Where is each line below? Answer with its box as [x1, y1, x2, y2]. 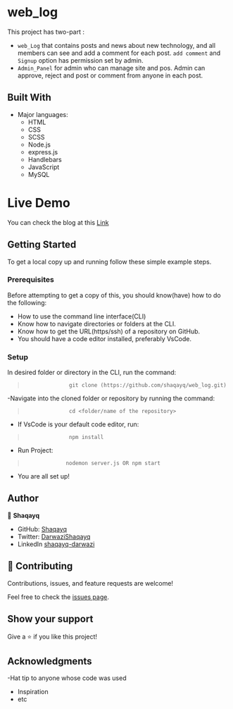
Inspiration [17, 688, 49, 696]
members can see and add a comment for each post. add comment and [17, 49, 220, 57]
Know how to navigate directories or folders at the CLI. [17, 319, 176, 328]
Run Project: [17, 446, 53, 455]
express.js [27, 147, 58, 156]
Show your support [7, 613, 94, 625]
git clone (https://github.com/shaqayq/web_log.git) [69, 382, 227, 389]
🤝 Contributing [7, 560, 73, 572]
